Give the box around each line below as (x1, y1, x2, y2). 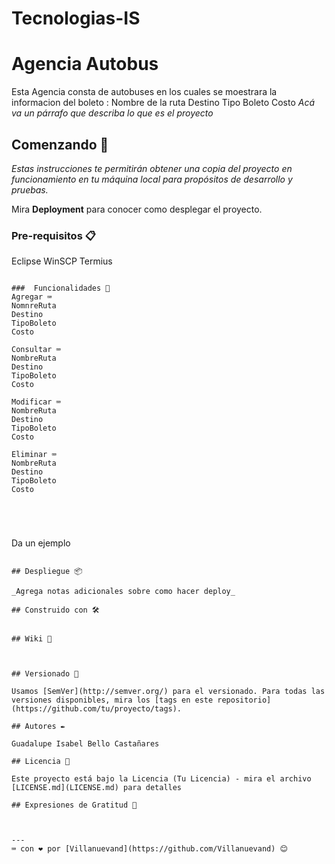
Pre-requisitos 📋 (11, 228, 96, 242)
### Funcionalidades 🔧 (11, 283, 111, 294)
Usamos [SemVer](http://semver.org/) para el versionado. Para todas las (11, 687, 326, 697)
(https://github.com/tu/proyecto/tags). (11, 704, 183, 714)
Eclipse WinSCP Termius (11, 255, 113, 267)
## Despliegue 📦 (11, 567, 83, 577)
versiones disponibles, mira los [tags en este (11, 695, 214, 706)
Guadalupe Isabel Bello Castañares (11, 739, 160, 749)
